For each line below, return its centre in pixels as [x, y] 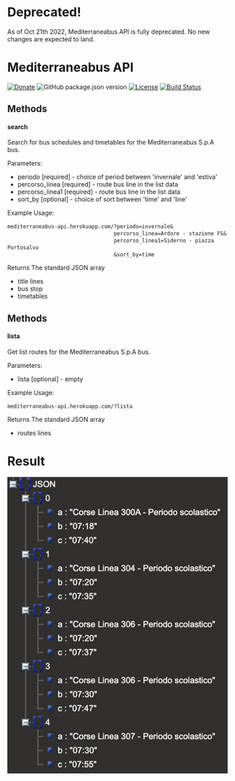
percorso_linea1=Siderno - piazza [164, 241]
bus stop [30, 289]
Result [26, 461]
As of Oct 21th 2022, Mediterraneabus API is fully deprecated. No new [109, 32]
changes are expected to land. [51, 39]
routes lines [34, 433]
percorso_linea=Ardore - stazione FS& [170, 234]
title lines [30, 281]
